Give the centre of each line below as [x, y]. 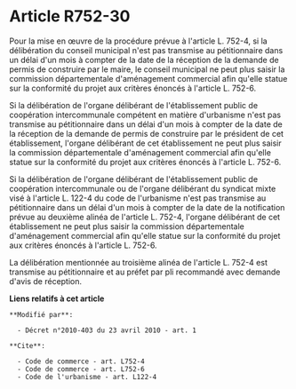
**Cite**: [28, 345]
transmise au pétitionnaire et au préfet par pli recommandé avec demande [145, 272]
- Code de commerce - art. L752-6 [81, 369]
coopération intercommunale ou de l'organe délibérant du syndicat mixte [143, 188]
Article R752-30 [70, 16]
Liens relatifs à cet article [57, 298]
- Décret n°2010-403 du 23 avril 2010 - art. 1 [107, 330]
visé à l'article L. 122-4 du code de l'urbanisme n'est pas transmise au [138, 198]
